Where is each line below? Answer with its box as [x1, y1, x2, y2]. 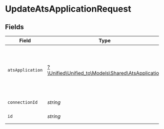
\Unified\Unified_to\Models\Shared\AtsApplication [47, 70, 162, 76]
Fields [5, 23, 24, 31]
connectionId [7, 100, 38, 105]
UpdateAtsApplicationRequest [5, 3, 131, 15]
